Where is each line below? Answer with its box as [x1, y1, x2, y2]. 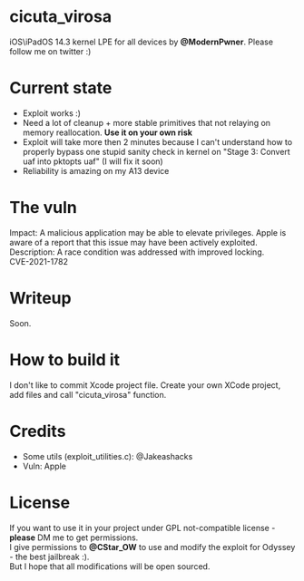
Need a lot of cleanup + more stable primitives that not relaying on [22, 117, 270, 128]
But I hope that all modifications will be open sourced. [9, 560, 211, 572]
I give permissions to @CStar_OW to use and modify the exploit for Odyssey [9, 541, 296, 552]
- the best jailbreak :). [9, 551, 90, 562]
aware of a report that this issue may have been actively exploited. [9, 237, 258, 247]
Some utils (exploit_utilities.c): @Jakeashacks [22, 450, 193, 461]
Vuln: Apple [22, 460, 66, 471]
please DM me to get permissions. [9, 532, 139, 543]
